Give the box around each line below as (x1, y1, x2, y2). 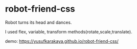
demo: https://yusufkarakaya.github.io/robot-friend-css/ (5, 38, 119, 44)
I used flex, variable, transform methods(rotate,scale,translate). (5, 29, 133, 34)
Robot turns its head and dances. (5, 19, 72, 25)
